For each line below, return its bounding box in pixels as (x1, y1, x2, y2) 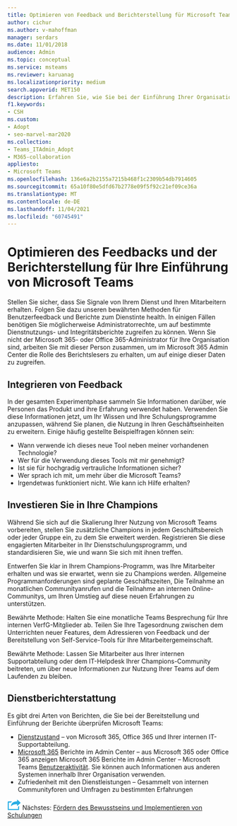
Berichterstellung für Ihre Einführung (7, 259, 229, 275)
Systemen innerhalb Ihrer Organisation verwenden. (17, 770, 166, 779)
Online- (191, 584, 214, 592)
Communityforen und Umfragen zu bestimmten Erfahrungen (17, 785, 193, 793)
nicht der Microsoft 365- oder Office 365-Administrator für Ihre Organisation (7, 335, 230, 344)
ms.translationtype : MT (7, 190, 78, 197)
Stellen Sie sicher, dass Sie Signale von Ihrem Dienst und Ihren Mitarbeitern (7, 298, 226, 306)
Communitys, (7, 592, 47, 600)
